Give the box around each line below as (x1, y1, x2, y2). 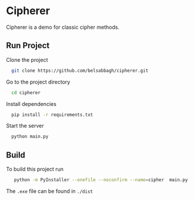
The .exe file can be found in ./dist (6, 187, 93, 195)
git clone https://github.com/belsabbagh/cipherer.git (11, 68, 149, 74)
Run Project (6, 41, 50, 51)
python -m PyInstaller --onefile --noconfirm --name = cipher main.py (14, 177, 188, 183)
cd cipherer (11, 89, 41, 95)
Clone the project (6, 56, 48, 63)
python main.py (11, 134, 49, 139)
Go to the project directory (6, 78, 71, 85)
